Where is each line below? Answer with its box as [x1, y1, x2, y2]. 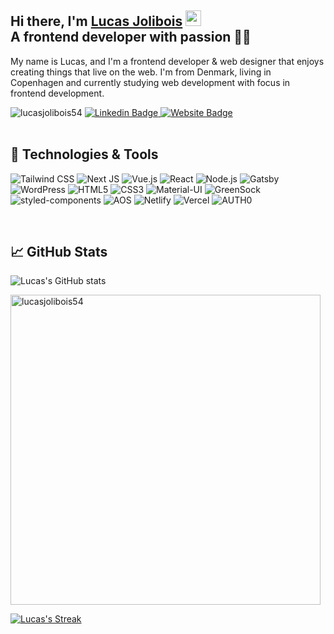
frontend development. [10, 87, 105, 99]
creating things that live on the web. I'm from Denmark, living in [10, 66, 272, 78]
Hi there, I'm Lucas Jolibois [10, 13, 183, 30]
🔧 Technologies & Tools [10, 146, 159, 163]
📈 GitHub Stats [10, 244, 108, 261]
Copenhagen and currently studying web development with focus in [10, 76, 291, 88]
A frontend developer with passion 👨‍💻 [10, 29, 252, 46]
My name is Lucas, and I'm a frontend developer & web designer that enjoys [10, 55, 325, 67]
